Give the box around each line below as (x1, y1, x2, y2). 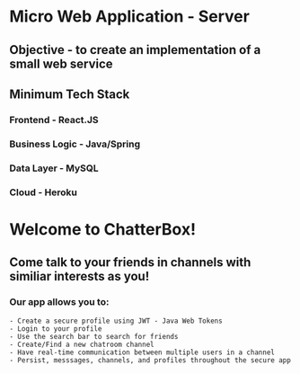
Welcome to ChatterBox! (9, 218, 196, 239)
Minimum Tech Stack (9, 86, 130, 102)
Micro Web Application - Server (9, 6, 250, 27)
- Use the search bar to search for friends (9, 332, 179, 341)
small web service (9, 56, 114, 71)
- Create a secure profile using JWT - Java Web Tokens (9, 316, 223, 325)
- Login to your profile (9, 324, 102, 334)
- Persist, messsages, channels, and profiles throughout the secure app (9, 355, 292, 365)
